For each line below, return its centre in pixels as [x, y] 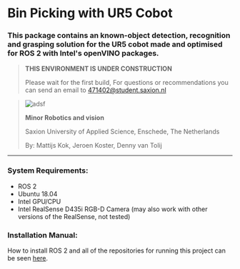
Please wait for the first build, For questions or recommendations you [126, 83]
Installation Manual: [42, 235]
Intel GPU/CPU [39, 201]
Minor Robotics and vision [65, 118]
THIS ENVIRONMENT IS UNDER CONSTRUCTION [99, 68]
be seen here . [28, 258]
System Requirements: [48, 171]
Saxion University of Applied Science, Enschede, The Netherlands [122, 132]
